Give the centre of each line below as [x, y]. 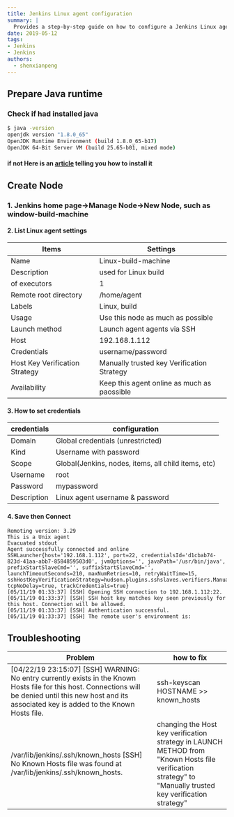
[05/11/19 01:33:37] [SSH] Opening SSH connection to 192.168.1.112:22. [115, 592]
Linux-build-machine [135, 260]
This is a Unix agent [39, 537]
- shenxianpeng [36, 66]
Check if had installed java [53, 114]
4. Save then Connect [39, 516]
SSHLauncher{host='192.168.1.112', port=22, [73, 556]
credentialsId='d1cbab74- [179, 556]
